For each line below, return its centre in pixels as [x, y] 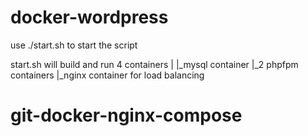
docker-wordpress [89, 17]
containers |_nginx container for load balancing [107, 75]
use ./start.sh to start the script [74, 45]
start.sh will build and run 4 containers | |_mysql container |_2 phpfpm [154, 64]
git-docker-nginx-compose [126, 115]
